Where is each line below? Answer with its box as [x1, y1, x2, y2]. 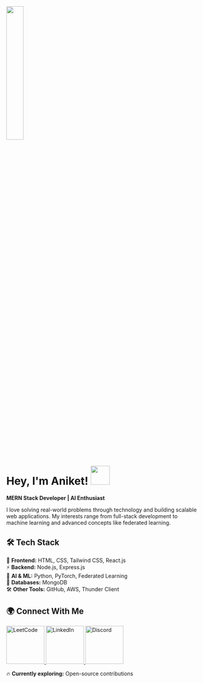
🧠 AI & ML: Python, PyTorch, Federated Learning [6, 572, 128, 580]
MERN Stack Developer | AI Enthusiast [6, 494, 105, 501]
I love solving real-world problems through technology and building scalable [6, 506, 197, 513]
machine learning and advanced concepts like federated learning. [6, 519, 171, 526]
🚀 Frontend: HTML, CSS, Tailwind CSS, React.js [6, 556, 126, 564]
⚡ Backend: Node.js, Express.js [6, 563, 85, 570]
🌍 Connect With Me [6, 606, 84, 617]
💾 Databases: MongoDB [6, 578, 67, 586]
